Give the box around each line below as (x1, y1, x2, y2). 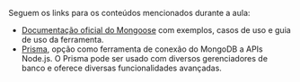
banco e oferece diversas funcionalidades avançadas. (21, 62, 222, 73)
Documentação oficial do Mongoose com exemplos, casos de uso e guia (21, 25, 291, 35)
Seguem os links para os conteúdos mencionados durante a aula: (8, 8, 251, 18)
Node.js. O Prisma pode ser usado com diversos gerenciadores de (21, 53, 269, 63)
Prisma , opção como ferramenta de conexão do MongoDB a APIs (21, 44, 263, 54)
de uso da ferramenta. (21, 35, 104, 45)
